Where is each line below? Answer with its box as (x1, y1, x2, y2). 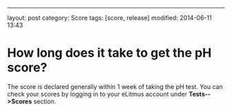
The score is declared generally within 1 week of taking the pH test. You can (7, 82, 223, 90)
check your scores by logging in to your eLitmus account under (7, 90, 188, 98)
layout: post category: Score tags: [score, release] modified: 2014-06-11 (7, 14, 212, 21)
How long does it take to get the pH (7, 46, 212, 61)
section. (33, 97, 57, 105)
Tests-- (188, 90, 211, 98)
